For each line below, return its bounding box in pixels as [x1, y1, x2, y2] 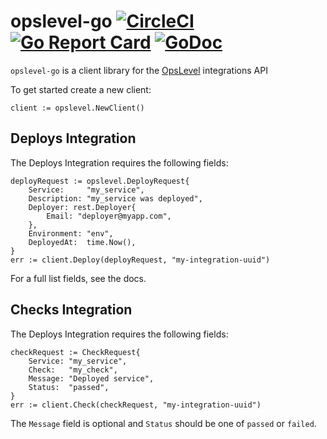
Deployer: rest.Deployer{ [28, 202, 137, 212]
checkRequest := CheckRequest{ [10, 347, 141, 357]
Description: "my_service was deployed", [28, 193, 203, 204]
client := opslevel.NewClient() [10, 103, 145, 113]
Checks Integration [10, 301, 133, 319]
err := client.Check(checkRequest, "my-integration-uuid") [10, 400, 262, 410]
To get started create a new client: [10, 83, 152, 95]
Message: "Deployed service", [28, 373, 155, 384]
